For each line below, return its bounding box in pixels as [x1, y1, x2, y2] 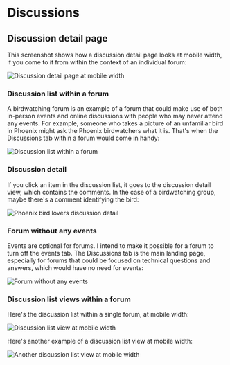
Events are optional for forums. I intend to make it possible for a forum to [7, 241, 214, 250]
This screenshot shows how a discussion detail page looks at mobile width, [7, 51, 222, 59]
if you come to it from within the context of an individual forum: [7, 58, 187, 66]
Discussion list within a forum [7, 89, 109, 98]
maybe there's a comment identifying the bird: [7, 195, 139, 204]
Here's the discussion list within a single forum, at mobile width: [7, 310, 189, 319]
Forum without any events [7, 226, 97, 235]
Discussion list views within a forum [7, 294, 132, 304]
